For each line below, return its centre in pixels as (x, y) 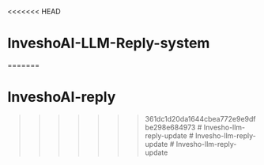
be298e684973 (170, 127)
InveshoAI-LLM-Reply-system (109, 43)
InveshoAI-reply (62, 97)
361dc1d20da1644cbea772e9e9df (200, 118)
